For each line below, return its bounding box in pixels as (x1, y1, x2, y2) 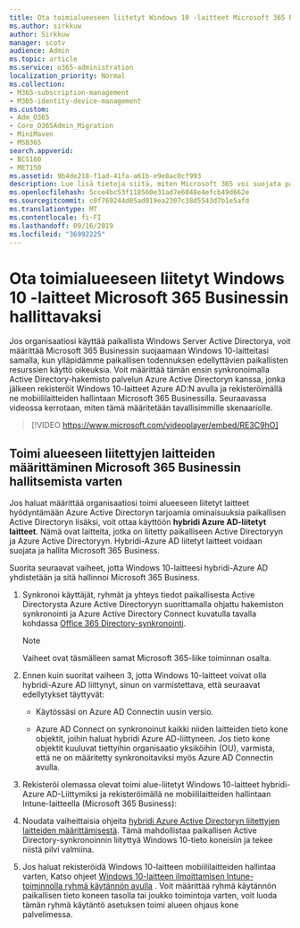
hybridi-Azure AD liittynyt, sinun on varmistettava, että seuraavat (21, 680, 261, 691)
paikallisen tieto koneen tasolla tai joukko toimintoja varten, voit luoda (21, 890, 278, 901)
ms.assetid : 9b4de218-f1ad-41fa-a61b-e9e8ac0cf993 (9, 171, 202, 180)
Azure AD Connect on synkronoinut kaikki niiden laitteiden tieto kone (35, 724, 288, 735)
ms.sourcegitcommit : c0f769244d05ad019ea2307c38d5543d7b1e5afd (9, 196, 250, 206)
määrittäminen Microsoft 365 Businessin (9, 460, 241, 475)
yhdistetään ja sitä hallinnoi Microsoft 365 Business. (9, 572, 201, 583)
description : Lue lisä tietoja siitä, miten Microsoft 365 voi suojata (9, 180, 281, 189)
